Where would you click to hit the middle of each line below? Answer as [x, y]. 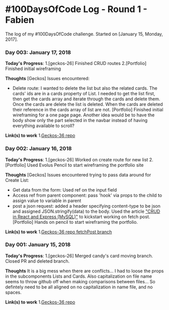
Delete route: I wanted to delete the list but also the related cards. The [85, 88]
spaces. [13, 292]
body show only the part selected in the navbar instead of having [80, 120]
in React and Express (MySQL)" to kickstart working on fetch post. [81, 216]
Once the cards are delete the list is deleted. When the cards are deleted [88, 104]
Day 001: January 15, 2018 [38, 244]
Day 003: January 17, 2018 [38, 52]
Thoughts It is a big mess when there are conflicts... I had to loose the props [84, 271]
